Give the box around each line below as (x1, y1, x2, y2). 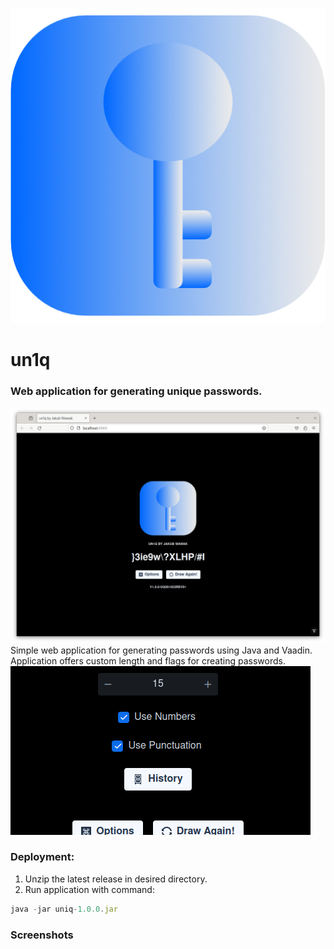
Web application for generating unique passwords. (10, 384, 263, 398)
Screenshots (10, 928, 74, 942)
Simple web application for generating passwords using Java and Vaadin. (10, 644, 313, 656)
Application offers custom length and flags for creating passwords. (10, 654, 286, 667)
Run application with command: (24, 883, 155, 895)
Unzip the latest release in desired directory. (24, 873, 208, 885)
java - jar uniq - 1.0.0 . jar (10, 904, 118, 914)
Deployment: (10, 850, 75, 864)
